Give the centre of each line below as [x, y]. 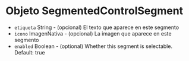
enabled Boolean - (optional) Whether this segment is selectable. [93, 46]
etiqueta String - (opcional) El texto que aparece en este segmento [97, 27]
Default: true [29, 52]
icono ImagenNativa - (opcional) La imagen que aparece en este [93, 33]
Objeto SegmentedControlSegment [94, 11]
